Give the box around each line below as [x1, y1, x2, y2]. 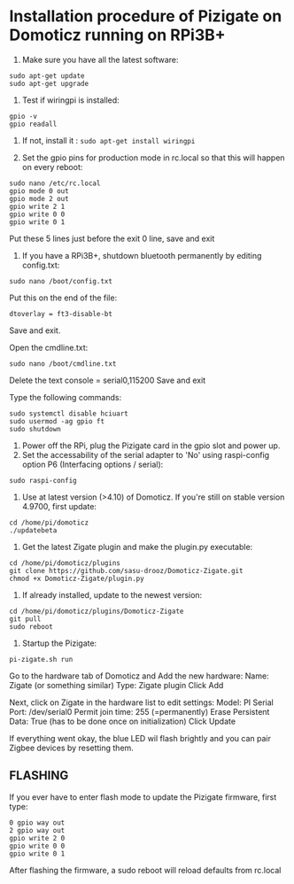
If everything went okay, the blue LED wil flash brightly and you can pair [9, 733, 272, 743]
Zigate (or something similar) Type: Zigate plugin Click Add [9, 679, 224, 690]
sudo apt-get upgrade [9, 79, 89, 88]
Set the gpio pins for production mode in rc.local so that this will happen [21, 152, 285, 163]
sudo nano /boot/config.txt [9, 276, 113, 285]
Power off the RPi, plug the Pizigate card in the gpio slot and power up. [21, 440, 281, 451]
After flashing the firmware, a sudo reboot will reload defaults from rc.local [9, 865, 282, 875]
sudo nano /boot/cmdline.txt [9, 359, 117, 368]
